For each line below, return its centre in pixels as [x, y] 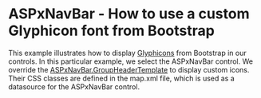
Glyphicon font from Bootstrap [112, 31]
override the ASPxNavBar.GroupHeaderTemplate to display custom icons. [129, 69]
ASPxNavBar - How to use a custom [129, 14]
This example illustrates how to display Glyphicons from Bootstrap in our [127, 53]
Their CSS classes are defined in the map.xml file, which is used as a [122, 78]
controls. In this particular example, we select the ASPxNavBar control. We [131, 61]
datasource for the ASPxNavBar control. [74, 86]
